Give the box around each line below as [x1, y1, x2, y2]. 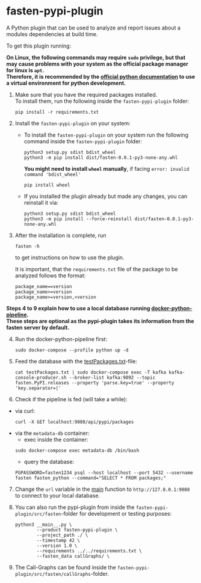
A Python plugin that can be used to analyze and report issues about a [6, 24, 181, 31]
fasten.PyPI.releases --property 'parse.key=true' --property [14, 380, 175, 386]
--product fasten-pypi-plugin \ [37, 526, 118, 533]
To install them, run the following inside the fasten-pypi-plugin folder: [14, 97, 190, 105]
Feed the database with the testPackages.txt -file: [14, 357, 137, 365]
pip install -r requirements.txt [14, 109, 99, 115]
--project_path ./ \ [37, 532, 88, 538]
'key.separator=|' [14, 385, 61, 391]
